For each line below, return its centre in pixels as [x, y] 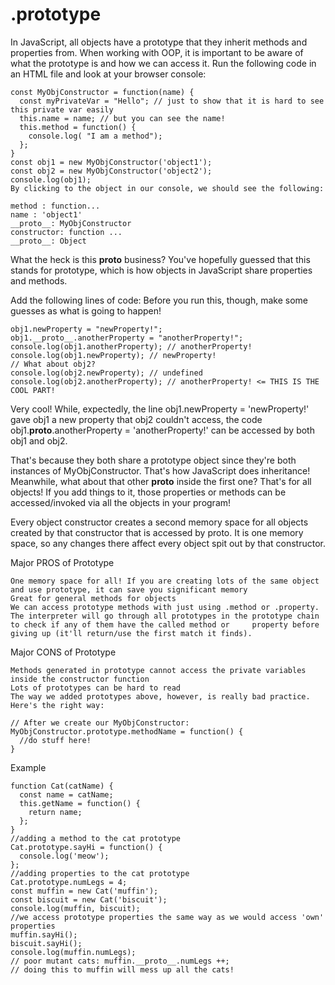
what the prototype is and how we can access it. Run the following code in [163, 63]
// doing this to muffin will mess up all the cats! [122, 969]
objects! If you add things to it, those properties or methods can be [148, 492]
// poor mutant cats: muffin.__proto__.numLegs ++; [120, 961]
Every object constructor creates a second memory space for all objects [159, 522]
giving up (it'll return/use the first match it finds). [131, 633]
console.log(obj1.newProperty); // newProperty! [113, 355]
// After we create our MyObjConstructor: [100, 723]
